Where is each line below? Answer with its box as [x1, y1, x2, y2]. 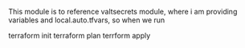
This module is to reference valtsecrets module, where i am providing [8, 7, 238, 16]
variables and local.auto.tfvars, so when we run [8, 15, 165, 25]
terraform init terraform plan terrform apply [8, 31, 151, 40]
